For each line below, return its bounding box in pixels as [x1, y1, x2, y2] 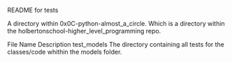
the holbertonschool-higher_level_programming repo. [7, 27, 161, 35]
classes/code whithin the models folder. [7, 48, 122, 56]
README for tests [7, 6, 59, 14]
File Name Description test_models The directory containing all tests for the [7, 40, 225, 48]
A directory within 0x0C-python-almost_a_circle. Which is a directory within [7, 20, 225, 27]
